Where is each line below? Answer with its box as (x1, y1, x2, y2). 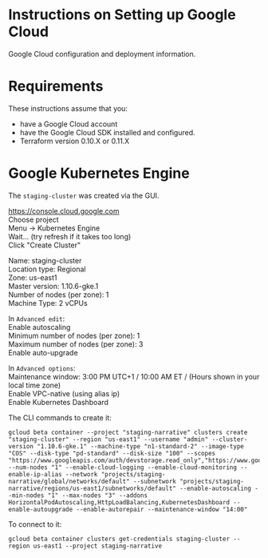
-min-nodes (8, 491, 45, 500)
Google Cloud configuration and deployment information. (8, 49, 196, 58)
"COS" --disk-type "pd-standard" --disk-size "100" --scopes (8, 449, 216, 457)
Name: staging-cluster (8, 255, 82, 265)
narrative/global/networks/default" (8, 477, 130, 485)
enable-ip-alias (8, 470, 62, 478)
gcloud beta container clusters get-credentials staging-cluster (8, 535, 230, 543)
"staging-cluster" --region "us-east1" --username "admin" (8, 435, 209, 444)
